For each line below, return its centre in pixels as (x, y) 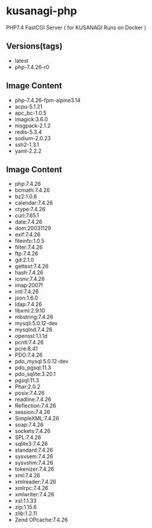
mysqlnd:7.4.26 (33, 330)
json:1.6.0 (26, 298)
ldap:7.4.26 (28, 304)
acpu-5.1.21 (28, 106)
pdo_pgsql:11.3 (33, 368)
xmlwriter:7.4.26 (34, 495)
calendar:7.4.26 (34, 203)
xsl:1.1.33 (26, 501)
